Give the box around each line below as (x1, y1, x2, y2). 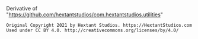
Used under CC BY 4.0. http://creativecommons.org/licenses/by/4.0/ (6, 27, 179, 33)
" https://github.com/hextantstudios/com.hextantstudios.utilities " (6, 11, 163, 18)
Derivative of (6, 5, 37, 12)
